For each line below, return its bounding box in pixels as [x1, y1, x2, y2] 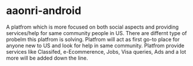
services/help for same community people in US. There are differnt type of [6, 29, 187, 36]
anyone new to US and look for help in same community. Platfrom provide [6, 42, 185, 49]
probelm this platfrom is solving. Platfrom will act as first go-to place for [6, 36, 180, 43]
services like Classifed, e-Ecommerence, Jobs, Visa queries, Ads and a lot [6, 48, 187, 55]
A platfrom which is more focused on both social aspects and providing [6, 23, 179, 30]
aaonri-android [6, 4, 81, 18]
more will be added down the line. [6, 54, 88, 61]
